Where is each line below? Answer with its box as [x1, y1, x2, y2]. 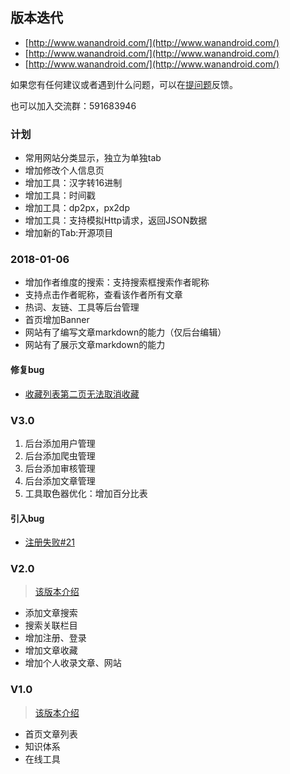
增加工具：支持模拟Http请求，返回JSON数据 [24, 214, 208, 227]
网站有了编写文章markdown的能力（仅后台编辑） [24, 326, 227, 338]
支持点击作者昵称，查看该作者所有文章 [24, 289, 183, 301]
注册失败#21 [24, 536, 75, 548]
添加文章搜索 [24, 607, 78, 619]
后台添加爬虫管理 [24, 449, 96, 462]
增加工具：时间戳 [24, 189, 96, 202]
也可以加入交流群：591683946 [10, 99, 137, 112]
